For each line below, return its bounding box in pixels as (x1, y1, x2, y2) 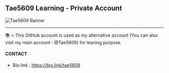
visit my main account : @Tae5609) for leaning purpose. (5, 39, 122, 45)
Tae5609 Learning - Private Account (5, 4, 122, 13)
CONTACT (5, 51, 28, 57)
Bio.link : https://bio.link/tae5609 (12, 62, 80, 68)
